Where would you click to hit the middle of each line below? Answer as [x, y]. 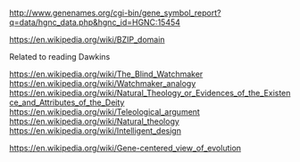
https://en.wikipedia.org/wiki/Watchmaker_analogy [103, 83]
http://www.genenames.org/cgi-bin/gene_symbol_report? [115, 13]
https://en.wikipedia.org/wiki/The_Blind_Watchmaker [106, 74]
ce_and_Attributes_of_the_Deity [67, 102]
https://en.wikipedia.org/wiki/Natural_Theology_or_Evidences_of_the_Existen [150, 93]
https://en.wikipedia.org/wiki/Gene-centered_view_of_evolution [125, 148]
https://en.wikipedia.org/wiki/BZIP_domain [87, 40]
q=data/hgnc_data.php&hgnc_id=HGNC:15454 [95, 22]
